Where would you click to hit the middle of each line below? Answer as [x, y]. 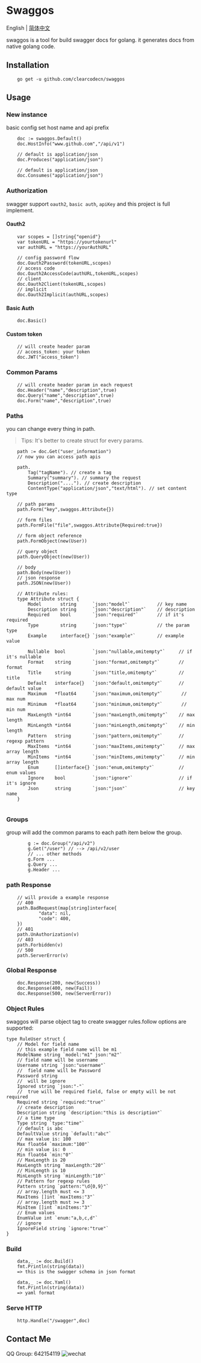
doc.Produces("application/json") [60, 160]
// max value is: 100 [44, 1139]
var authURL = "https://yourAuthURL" [64, 247]
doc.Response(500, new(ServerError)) [64, 994]
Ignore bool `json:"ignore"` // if [110, 778]
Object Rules [25, 1009]
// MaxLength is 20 [42, 1160]
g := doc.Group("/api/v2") [62, 844]
